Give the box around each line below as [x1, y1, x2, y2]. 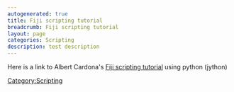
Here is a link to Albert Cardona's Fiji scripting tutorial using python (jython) [7, 63, 228, 71]
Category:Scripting [7, 76, 63, 85]
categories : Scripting [7, 37, 74, 44]
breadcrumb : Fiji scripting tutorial [7, 23, 119, 30]
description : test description [7, 43, 100, 50]
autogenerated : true [7, 10, 69, 18]
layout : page [7, 30, 46, 38]
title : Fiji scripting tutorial [7, 17, 103, 24]
